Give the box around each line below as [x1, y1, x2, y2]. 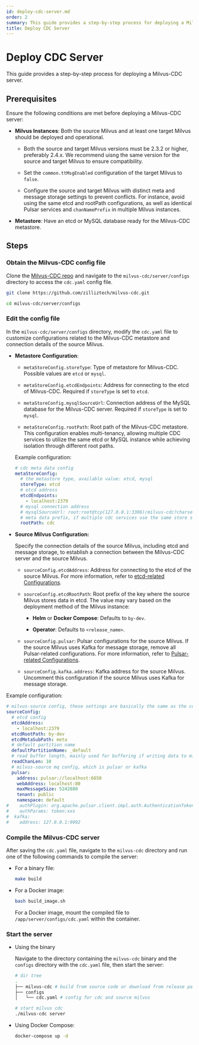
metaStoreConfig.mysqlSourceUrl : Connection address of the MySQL [23, 399, 191, 406]
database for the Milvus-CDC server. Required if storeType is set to [23, 405, 188, 413]
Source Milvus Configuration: [14, 531, 89, 538]
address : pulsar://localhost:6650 [17, 775, 102, 781]
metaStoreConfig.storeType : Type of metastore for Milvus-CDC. [23, 363, 179, 370]
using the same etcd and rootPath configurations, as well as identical [23, 200, 192, 206]
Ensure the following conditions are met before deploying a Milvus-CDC [6, 110, 182, 116]
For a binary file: [14, 864, 55, 871]
